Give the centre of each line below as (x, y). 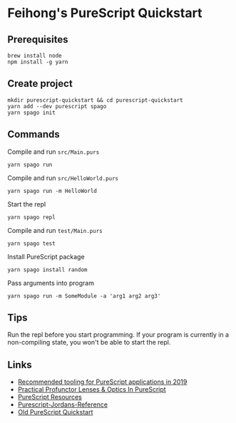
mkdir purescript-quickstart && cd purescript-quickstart (95, 100)
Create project (40, 84)
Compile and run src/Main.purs (53, 152)
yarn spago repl (31, 217)
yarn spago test (31, 244)
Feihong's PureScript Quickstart (105, 13)
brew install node (35, 56)
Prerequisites (38, 40)
